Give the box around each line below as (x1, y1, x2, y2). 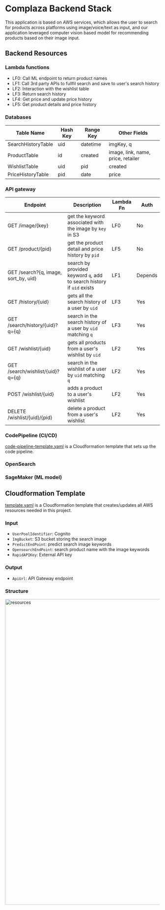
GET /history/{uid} (7, 298, 49, 305)
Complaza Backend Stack (5, 3, 112, 14)
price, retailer (109, 155, 140, 162)
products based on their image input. (5, 35, 80, 41)
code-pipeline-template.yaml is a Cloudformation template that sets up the (5, 443, 156, 449)
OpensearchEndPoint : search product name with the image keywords (12, 547, 150, 552)
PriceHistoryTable (7, 171, 49, 178)
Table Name (16, 129, 45, 136)
